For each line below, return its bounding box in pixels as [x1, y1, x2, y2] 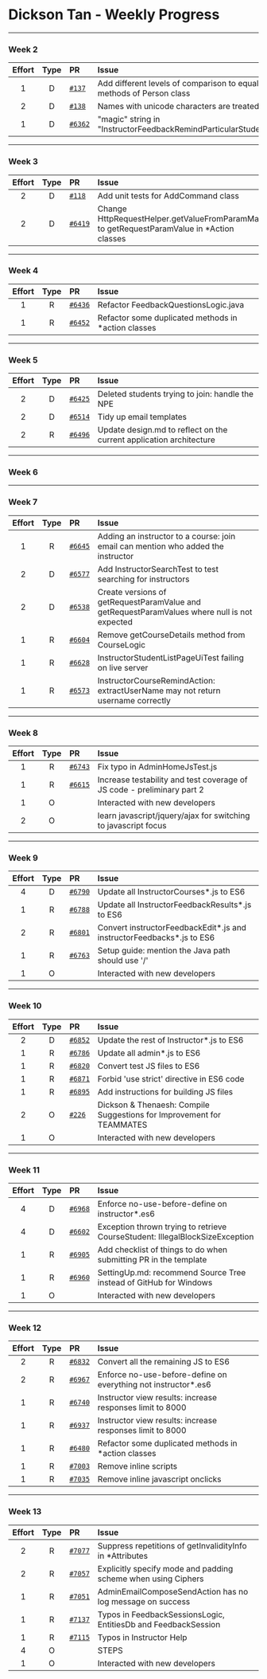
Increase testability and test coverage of [97, 774, 248, 785]
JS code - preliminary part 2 [97, 785, 204, 796]
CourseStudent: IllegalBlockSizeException [97, 1231, 254, 1242]
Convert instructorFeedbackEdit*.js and [97, 922, 246, 933]
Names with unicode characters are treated [97, 101, 260, 112]
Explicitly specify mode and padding [97, 1563, 234, 1574]
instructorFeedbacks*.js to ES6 [97, 932, 215, 943]
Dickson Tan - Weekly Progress [8, 6, 220, 24]
